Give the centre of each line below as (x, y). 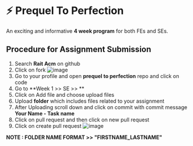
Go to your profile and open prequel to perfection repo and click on (97, 76)
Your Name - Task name (44, 113)
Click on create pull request (48, 125)
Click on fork (30, 70)
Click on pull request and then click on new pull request (82, 120)
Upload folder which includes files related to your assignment (89, 101)
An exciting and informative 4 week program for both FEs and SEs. (87, 31)
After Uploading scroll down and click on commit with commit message (101, 107)
